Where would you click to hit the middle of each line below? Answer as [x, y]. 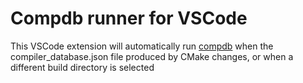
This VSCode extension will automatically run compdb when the [142, 46]
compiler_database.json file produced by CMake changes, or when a [152, 56]
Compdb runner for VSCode [129, 18]
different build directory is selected [82, 67]
